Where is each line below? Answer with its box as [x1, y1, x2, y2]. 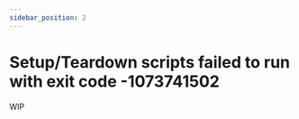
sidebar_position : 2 [9, 13, 87, 23]
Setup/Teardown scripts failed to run [9, 51, 291, 72]
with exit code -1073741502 [9, 71, 221, 91]
